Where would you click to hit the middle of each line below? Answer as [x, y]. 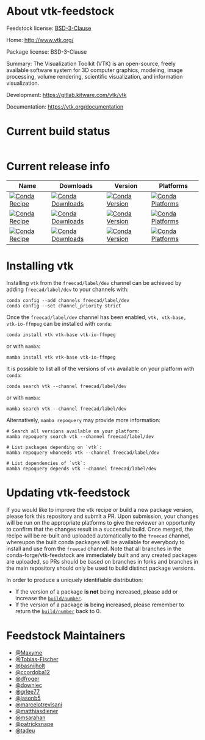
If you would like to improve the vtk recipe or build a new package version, [100, 509]
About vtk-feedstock [60, 11]
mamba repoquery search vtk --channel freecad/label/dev [80, 436]
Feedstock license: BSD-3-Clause [49, 28]
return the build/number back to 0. [58, 611]
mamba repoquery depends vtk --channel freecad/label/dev [81, 469]
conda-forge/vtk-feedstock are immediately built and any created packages [102, 555]
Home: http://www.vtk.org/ [40, 40]
